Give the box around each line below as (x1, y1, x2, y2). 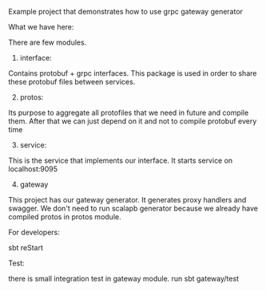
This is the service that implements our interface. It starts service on (8, 155, 233, 165)
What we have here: (8, 22, 74, 31)
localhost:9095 (8, 164, 58, 174)
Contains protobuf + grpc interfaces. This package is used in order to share (8, 69, 257, 78)
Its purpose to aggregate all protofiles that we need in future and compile (8, 108, 249, 117)
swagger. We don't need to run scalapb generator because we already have (8, 203, 258, 213)
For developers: (8, 227, 60, 237)
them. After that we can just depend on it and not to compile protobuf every (8, 116, 257, 126)
